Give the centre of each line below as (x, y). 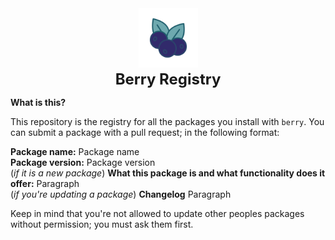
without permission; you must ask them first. (102, 224)
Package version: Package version (83, 162)
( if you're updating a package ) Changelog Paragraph (121, 194)
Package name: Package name (75, 151)
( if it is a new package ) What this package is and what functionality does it (168, 173)
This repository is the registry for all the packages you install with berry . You (167, 121)
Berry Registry (168, 79)
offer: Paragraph (45, 183)
